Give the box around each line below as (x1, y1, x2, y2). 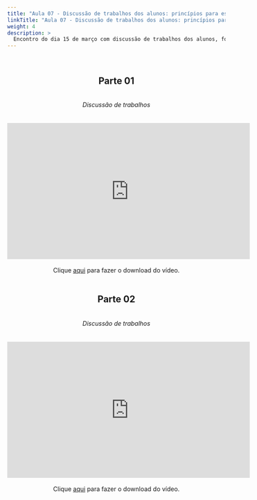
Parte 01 (98, 75, 135, 86)
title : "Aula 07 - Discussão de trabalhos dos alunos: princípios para (7, 10, 218, 17)
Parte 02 (97, 293, 136, 305)
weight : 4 (7, 23, 36, 30)
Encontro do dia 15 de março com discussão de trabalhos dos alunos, (13, 36, 218, 43)
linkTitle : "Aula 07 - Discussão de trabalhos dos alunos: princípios (7, 17, 215, 24)
